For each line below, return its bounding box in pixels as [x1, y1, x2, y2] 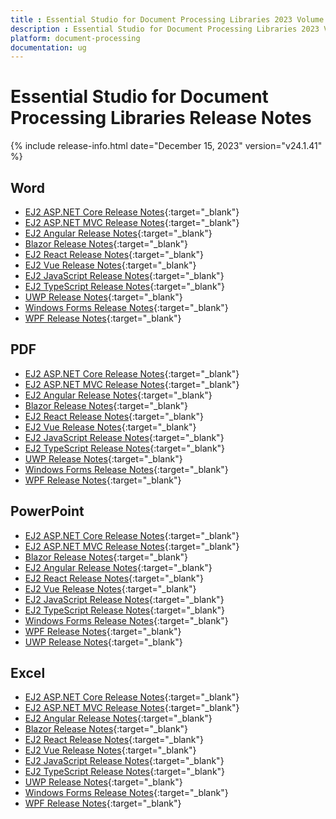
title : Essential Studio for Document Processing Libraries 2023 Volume [10, 14, 325, 25]
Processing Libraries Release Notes [10, 107, 312, 130]
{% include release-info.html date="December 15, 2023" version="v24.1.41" [10, 140, 323, 152]
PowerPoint [10, 503, 85, 520]
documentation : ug [10, 42, 87, 53]
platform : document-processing [10, 33, 141, 43]
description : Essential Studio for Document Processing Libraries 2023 [10, 24, 320, 34]
